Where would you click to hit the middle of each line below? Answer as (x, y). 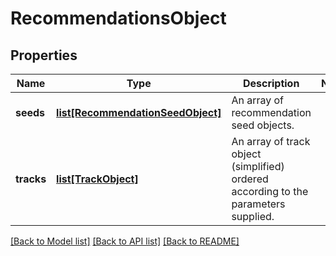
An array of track (271, 141)
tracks (31, 179)
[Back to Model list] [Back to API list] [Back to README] (125, 241)
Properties (44, 55)
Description (271, 83)
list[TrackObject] (97, 179)
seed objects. (263, 125)
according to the (270, 191)
